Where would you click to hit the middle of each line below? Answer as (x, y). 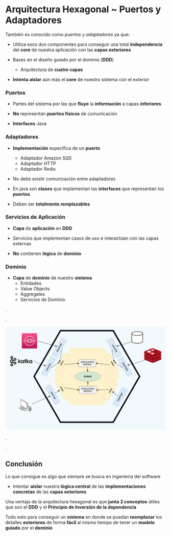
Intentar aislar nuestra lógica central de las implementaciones (79, 486)
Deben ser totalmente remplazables (51, 204)
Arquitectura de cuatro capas (52, 69)
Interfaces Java (30, 124)
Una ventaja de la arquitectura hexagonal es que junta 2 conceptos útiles (82, 501)
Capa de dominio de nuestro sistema (52, 278)
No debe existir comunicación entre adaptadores (64, 179)
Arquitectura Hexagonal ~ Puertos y (83, 9)
